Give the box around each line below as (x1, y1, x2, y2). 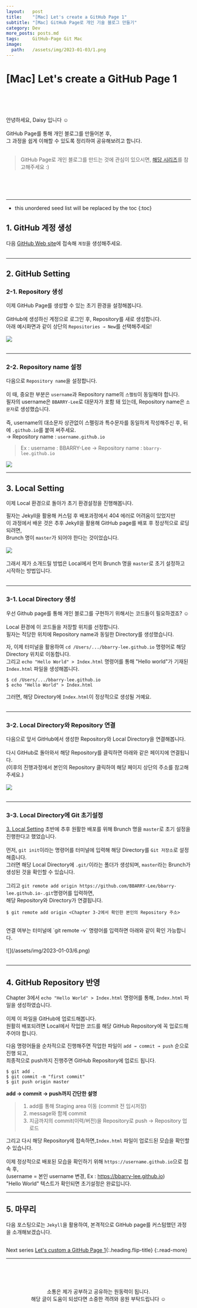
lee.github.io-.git (6, 891, 54, 896)
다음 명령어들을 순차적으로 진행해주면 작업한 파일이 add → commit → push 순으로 (6, 1042, 189, 1049)
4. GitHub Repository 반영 (6, 977, 101, 988)
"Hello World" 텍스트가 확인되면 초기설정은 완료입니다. (6, 1180, 132, 1187)
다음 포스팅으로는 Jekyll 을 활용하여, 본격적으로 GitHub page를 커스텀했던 (6, 1221, 176, 1228)
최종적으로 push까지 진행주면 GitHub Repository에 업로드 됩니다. (6, 1057, 157, 1064)
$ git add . (6, 1069, 35, 1075)
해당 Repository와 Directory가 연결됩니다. (6, 897, 103, 904)
